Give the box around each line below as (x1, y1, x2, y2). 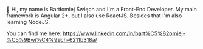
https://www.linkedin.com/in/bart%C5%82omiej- (63, 30, 185, 37)
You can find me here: (6, 30, 62, 37)
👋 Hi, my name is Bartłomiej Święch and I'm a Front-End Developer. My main (6, 6, 198, 13)
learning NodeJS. (6, 19, 50, 25)
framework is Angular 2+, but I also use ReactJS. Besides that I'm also (6, 12, 182, 19)
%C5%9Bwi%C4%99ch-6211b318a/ (6, 36, 97, 43)
